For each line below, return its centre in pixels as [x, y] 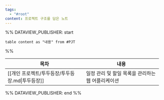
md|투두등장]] [29, 81]
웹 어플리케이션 [102, 81]
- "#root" [19, 14]
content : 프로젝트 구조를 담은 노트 [37, 18]
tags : [10, 9]
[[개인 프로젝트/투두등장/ [34, 73]
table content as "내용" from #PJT [40, 42]
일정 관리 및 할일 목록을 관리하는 [121, 73]
